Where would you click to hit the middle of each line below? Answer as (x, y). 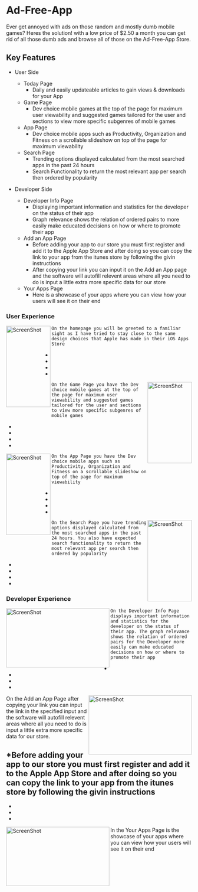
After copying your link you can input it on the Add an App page (110, 269)
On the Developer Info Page (145, 611)
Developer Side (33, 189)
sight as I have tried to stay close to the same (113, 334)
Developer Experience (39, 598)
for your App (48, 96)
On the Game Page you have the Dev (95, 385)
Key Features (31, 58)
